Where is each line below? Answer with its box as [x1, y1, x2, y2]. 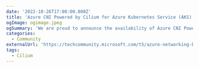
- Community [11, 36, 41, 42]
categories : [6, 31, 36, 37]
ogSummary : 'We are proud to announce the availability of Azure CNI [6, 25, 182, 31]
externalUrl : [6, 42, 38, 48]
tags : [6, 47, 20, 53]
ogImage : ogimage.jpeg [6, 20, 62, 25]
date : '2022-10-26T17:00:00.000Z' [6, 8, 92, 15]
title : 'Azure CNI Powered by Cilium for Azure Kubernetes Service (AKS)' [6, 14, 195, 20]
